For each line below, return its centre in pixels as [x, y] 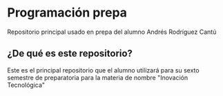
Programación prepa [67, 13]
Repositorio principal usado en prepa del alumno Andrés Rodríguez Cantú [112, 32]
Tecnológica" [26, 85]
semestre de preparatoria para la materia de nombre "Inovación [98, 77]
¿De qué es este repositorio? [70, 54]
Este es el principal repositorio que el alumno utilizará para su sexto [103, 70]
